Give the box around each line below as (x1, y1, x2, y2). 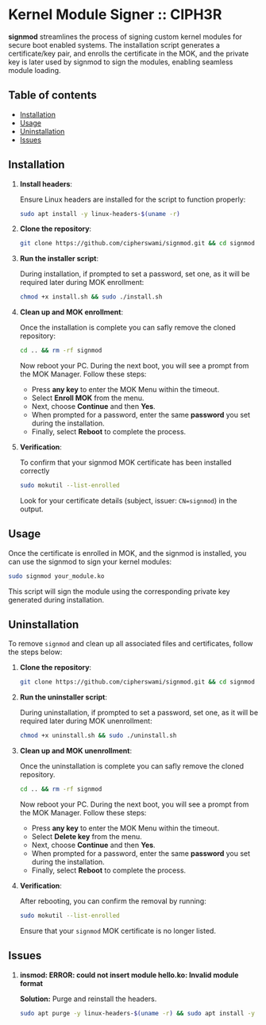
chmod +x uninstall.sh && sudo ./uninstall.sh (19, 732, 177, 740)
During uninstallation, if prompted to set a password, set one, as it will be (19, 708, 259, 718)
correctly (19, 466, 50, 476)
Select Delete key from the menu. (31, 832, 143, 842)
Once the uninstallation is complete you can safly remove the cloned (19, 761, 245, 771)
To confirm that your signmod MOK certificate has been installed (19, 458, 232, 468)
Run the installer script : (19, 254, 99, 264)
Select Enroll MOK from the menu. (31, 393, 145, 403)
